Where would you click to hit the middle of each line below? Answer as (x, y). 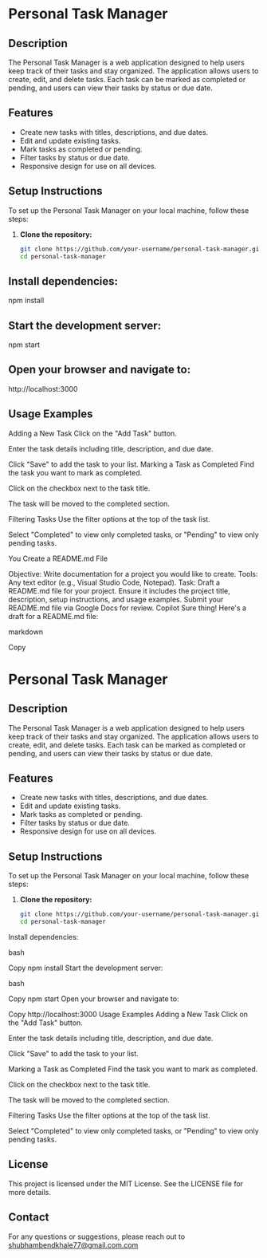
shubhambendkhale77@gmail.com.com (73, 1244)
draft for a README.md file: (53, 616)
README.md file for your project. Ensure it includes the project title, (120, 590)
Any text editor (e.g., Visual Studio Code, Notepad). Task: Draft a (114, 582)
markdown (26, 632)
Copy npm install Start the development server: (86, 968)
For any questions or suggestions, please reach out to (97, 1236)
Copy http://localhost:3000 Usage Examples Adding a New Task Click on (128, 1014)
